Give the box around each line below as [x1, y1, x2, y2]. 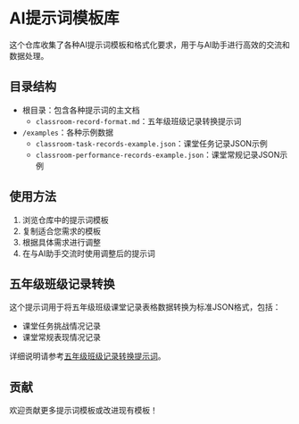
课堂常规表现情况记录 [21, 332, 101, 343]
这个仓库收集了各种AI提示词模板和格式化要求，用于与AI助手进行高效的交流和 [9, 39, 290, 50]
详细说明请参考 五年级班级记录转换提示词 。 [9, 351, 166, 362]
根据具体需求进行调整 [21, 237, 101, 247]
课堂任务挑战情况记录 [21, 320, 101, 331]
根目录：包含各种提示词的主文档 [21, 104, 140, 115]
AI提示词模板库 [9, 8, 120, 29]
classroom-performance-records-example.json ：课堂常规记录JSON [35, 149, 280, 160]
